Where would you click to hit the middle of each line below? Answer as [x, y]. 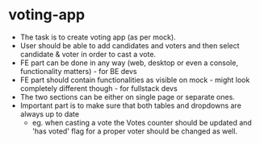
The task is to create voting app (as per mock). [98, 37]
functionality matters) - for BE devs [78, 71]
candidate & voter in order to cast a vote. [88, 54]
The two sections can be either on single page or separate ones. [128, 97]
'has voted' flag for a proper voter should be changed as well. [135, 131]
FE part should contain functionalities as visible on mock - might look [135, 80]
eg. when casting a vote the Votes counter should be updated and [142, 122]
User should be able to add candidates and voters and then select [130, 45]
